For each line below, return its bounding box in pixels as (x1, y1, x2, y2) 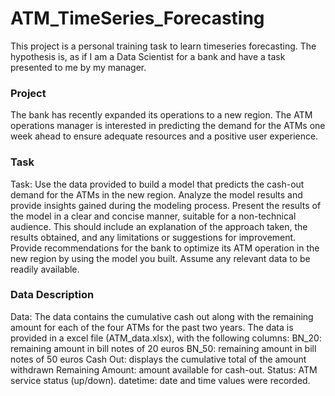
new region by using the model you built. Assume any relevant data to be (10, 252, 311, 264)
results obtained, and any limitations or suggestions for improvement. (10, 231, 297, 243)
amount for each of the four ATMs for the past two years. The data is (10, 321, 294, 333)
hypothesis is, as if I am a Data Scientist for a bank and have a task (10, 50, 286, 62)
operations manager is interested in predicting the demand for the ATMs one (10, 120, 326, 132)
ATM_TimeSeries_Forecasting (10, 7, 265, 30)
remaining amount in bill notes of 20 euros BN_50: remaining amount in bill (10, 342, 317, 354)
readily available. (10, 263, 80, 275)
